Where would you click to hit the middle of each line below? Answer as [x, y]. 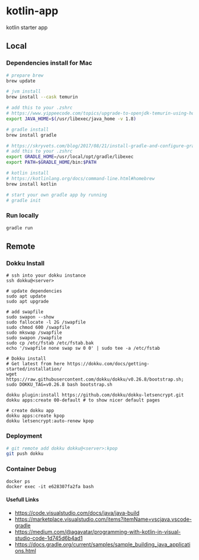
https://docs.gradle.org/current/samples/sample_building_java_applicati [102, 544]
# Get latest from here [36, 364]
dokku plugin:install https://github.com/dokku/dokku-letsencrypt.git [95, 395]
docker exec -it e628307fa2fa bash [50, 486]
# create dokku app [30, 411]
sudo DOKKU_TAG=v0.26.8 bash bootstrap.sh [59, 385]
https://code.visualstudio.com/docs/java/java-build [77, 512]
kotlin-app [32, 11]
